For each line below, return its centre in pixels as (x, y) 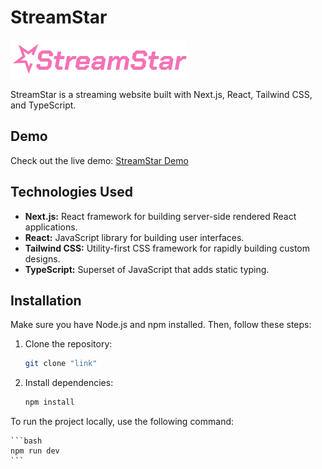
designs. (42, 258)
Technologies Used (71, 192)
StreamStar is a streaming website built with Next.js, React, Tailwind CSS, (161, 94)
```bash (26, 441)
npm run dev (35, 451)
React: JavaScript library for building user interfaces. (134, 237)
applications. (51, 227)
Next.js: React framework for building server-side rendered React (160, 216)
